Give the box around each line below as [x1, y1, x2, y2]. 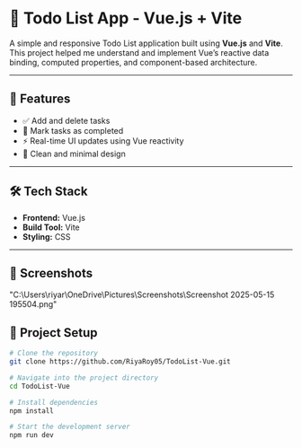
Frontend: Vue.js [22, 212, 85, 223]
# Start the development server [9, 422, 130, 432]
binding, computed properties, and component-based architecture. [9, 57, 258, 67]
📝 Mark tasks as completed [22, 125, 124, 136]
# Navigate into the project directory [9, 373, 159, 382]
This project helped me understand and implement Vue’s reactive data [9, 47, 270, 57]
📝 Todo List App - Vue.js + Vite [9, 8, 243, 29]
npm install [9, 406, 54, 416]
